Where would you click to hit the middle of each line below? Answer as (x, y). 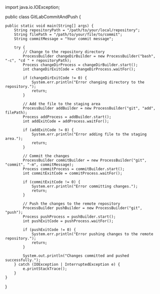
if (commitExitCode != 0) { (52, 182)
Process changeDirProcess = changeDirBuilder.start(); (80, 65)
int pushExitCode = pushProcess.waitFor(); (68, 221)
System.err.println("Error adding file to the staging (89, 134)
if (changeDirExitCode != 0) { (55, 78)
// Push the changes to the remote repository (72, 204)
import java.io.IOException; (33, 7)
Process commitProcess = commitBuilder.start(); (74, 169)
